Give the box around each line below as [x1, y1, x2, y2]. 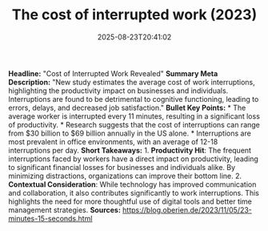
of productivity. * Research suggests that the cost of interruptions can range [8, 120, 260, 129]
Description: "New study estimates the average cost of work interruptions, [8, 77, 256, 87]
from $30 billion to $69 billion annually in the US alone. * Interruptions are [8, 128, 252, 138]
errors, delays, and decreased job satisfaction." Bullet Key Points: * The [8, 103, 246, 112]
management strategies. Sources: [8, 205, 122, 214]
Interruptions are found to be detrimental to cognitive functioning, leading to [8, 94, 259, 103]
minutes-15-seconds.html [8, 213, 93, 223]
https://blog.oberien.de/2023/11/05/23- [122, 205, 252, 214]
